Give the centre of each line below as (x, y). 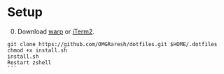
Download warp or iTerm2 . (56, 31)
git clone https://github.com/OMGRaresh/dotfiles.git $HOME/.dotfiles (112, 44)
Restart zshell (29, 62)
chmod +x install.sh (37, 50)
